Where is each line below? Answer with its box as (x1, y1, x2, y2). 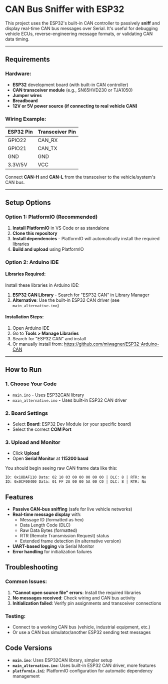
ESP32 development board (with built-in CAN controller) (12, 82, 128, 88)
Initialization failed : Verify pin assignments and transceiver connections (12, 600, 161, 606)
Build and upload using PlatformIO (12, 246, 84, 252)
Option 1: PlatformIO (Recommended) (5, 214, 98, 221)
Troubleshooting (5, 563, 58, 571)
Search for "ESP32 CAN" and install (12, 335, 86, 341)
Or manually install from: (12, 341, 63, 347)
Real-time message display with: (12, 511, 81, 517)
